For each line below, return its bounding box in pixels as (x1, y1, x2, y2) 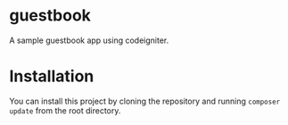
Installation (9, 66, 95, 87)
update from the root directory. (9, 104, 121, 116)
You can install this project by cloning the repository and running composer (9, 96, 281, 106)
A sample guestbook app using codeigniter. (9, 35, 169, 46)
